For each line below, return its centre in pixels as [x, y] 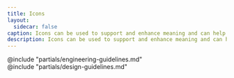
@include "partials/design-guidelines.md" [67, 67]
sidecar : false [36, 26]
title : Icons [26, 14]
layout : [18, 20]
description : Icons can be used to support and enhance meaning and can [115, 40]
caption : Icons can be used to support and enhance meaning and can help [117, 33]
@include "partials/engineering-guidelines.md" [75, 59]
